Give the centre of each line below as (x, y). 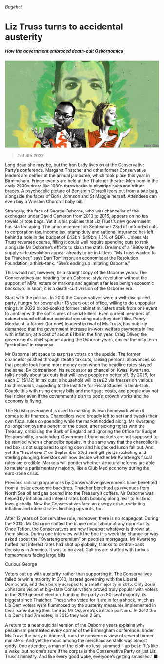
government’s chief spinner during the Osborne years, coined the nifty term (81, 340)
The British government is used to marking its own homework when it (75, 411)
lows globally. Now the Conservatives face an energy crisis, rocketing (75, 504)
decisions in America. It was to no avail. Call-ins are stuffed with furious (77, 550)
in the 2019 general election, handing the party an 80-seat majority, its (76, 595)
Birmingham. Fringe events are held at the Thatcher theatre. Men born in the (82, 181)
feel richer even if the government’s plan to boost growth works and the (77, 396)
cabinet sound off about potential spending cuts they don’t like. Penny (76, 319)
